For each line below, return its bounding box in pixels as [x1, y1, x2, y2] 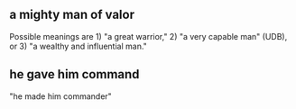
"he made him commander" [9, 90, 113, 102]
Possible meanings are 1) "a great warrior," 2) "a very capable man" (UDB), [9, 31, 288, 41]
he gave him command [9, 67, 140, 82]
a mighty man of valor [9, 7, 135, 23]
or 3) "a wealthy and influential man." [9, 41, 147, 51]
